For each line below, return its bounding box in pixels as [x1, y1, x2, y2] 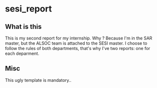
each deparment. [5, 50, 40, 56]
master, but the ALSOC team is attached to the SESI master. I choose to [5, 40, 148, 46]
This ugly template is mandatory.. [5, 77, 72, 83]
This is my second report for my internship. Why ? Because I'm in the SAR [5, 35, 153, 41]
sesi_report [5, 3, 52, 14]
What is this [5, 23, 42, 31]
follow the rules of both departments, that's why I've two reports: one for [5, 46, 150, 51]
